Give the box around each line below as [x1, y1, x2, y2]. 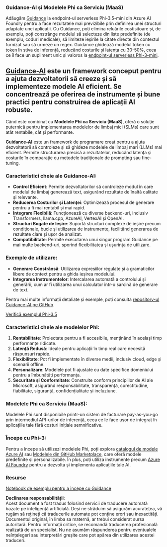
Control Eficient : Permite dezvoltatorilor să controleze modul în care [12, 183, 153, 190]
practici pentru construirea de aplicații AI [5, 97, 136, 106]
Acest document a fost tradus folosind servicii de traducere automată [5, 500, 148, 506]
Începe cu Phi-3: [5, 435, 47, 442]
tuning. [5, 160, 20, 166]
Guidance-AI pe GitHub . [5, 301, 55, 307]
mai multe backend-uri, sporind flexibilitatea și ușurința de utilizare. [12, 242, 151, 248]
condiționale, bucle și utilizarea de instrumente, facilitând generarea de [12, 226, 159, 232]
